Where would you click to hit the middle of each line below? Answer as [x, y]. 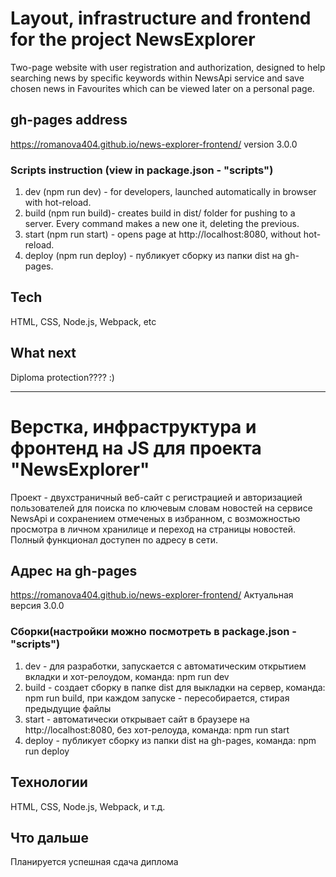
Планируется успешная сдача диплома [94, 862]
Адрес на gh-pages [74, 571]
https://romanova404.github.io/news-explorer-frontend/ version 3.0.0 [154, 144]
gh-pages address [69, 120]
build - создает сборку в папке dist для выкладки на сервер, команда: [175, 687]
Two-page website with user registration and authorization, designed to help [168, 67]
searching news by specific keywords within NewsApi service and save [157, 78]
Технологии [49, 782]
